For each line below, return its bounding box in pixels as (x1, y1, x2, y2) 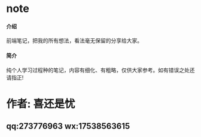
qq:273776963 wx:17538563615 (6, 121, 130, 132)
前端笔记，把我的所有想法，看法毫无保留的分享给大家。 (6, 37, 142, 44)
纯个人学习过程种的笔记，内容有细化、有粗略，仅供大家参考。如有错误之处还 (6, 66, 195, 74)
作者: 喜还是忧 (6, 97, 75, 111)
